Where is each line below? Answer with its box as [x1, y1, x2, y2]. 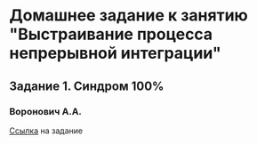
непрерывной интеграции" [9, 44, 221, 63]
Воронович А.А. [9, 105, 83, 117]
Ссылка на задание [9, 125, 83, 136]
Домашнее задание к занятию [9, 5, 249, 26]
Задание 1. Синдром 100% [9, 78, 165, 93]
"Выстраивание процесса [9, 24, 213, 44]
